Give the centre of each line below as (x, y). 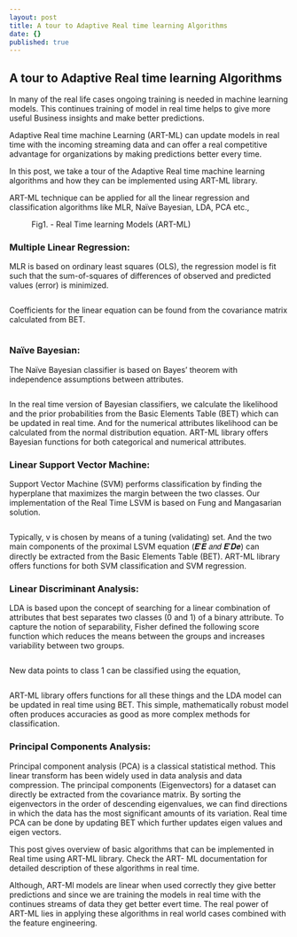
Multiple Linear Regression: (70, 247)
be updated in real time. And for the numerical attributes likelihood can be (144, 422)
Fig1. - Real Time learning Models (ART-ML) (111, 225)
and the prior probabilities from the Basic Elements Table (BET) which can (144, 414)
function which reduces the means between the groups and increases (137, 636)
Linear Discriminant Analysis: (74, 588)
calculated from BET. (47, 320)
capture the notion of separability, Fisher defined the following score (134, 627)
